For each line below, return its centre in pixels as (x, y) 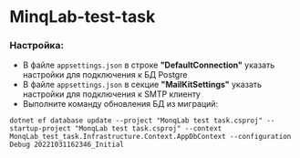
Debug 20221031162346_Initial (67, 145)
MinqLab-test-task (83, 17)
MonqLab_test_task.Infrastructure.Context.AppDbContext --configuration (150, 137)
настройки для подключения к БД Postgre (105, 75)
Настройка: (36, 46)
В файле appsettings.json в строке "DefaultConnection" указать (149, 65)
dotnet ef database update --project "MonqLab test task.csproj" (136, 121)
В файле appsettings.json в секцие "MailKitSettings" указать (142, 85)
